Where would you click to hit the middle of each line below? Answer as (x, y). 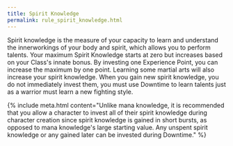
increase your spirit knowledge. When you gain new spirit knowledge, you (113, 76)
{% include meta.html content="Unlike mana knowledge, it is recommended (116, 105)
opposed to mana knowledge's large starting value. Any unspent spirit (108, 127)
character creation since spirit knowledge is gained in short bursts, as (107, 120)
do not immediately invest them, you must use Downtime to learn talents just (116, 84)
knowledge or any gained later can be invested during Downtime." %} (107, 135)
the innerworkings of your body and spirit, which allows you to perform (109, 47)
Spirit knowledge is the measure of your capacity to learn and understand (113, 40)
